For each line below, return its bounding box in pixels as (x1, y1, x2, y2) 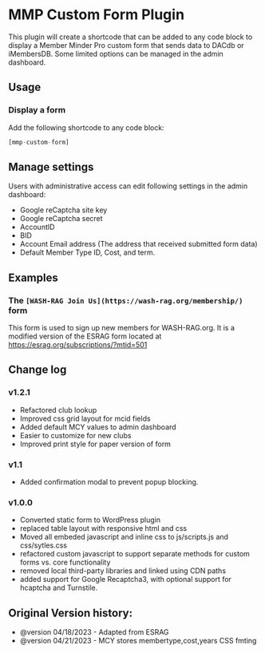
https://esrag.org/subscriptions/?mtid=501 (8, 340, 148, 349)
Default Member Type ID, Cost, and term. (19, 247, 156, 257)
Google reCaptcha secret (19, 214, 103, 224)
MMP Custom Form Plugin (8, 6, 185, 24)
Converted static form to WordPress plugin (19, 515, 161, 524)
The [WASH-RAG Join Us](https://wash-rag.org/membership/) (8, 295, 243, 306)
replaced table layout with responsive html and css (19, 524, 188, 533)
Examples (8, 271, 58, 284)
